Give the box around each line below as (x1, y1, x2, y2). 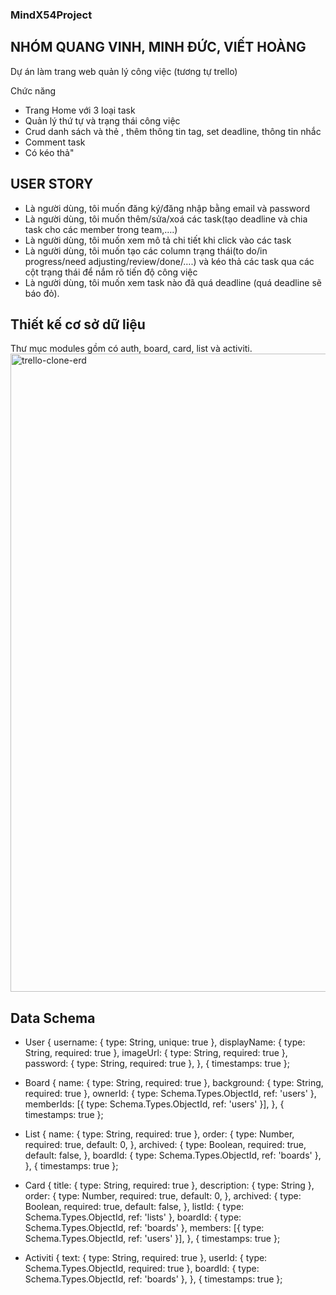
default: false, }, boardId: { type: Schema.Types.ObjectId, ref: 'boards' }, (24, 1149, 322, 1162)
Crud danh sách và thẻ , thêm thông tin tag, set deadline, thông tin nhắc (24, 125, 322, 137)
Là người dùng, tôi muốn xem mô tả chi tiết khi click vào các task (24, 234, 292, 246)
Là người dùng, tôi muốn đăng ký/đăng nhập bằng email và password (24, 202, 310, 214)
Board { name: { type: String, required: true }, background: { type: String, (24, 1077, 324, 1089)
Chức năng (10, 84, 57, 97)
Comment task (24, 136, 86, 148)
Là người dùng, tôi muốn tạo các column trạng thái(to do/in (24, 244, 268, 257)
